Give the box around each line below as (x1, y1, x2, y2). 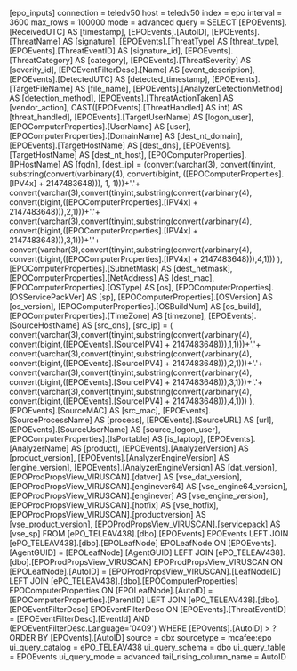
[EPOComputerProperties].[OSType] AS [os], (9, 282, 174, 292)
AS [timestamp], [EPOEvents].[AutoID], (67, 27, 210, 37)
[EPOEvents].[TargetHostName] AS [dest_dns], (9, 140, 181, 151)
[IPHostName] (9, 160, 61, 169)
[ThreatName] (9, 36, 60, 46)
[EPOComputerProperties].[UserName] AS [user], (9, 121, 191, 132)
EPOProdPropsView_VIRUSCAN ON (154, 557, 283, 567)
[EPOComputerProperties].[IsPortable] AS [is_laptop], (9, 434, 206, 444)
